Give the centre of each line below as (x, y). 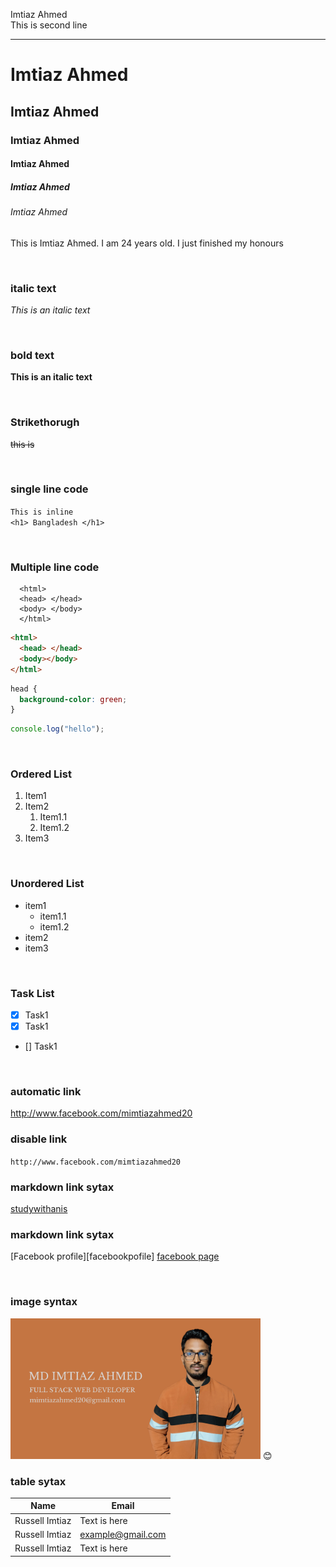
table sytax (38, 1481)
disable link (39, 1139)
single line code (49, 489)
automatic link (46, 1092)
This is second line (49, 25)
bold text (32, 355)
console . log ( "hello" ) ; (57, 729)
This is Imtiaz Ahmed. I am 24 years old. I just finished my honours (147, 243)
